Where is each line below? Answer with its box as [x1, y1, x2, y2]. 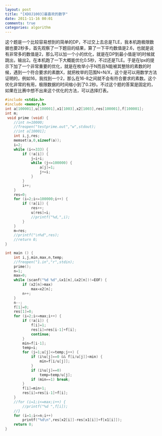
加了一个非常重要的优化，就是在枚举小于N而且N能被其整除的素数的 [13, 64, 147, 69]
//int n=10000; [14, 120, 44, 125]
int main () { [5, 251, 34, 255]
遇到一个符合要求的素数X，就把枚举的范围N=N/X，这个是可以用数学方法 [13, 69, 157, 75]
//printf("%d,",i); [30, 215, 70, 219]
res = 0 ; [14, 192, 27, 197]
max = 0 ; [14, 273, 27, 278]
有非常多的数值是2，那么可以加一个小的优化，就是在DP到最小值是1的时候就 [5, 51, 155, 57]
